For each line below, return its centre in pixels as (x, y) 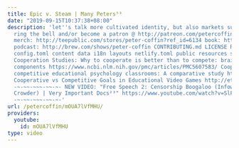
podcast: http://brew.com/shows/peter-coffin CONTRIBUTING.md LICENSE (121, 47)
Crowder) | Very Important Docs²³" (67, 93)
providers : (23, 113)
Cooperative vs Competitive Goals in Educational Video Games (108, 80)
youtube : (27, 120)
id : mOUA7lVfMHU (44, 126)
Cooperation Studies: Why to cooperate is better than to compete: (116, 60)
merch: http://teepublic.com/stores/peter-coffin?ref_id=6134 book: (117, 41)
